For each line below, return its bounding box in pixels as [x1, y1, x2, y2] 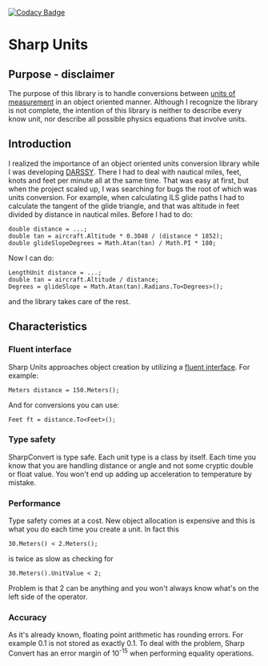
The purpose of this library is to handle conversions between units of [8, 89, 236, 98]
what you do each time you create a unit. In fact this [8, 524, 180, 534]
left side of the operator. [8, 592, 88, 602]
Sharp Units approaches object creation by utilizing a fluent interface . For [8, 362, 250, 371]
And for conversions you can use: [8, 400, 120, 410]
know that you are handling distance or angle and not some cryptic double [8, 460, 254, 470]
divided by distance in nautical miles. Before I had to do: [8, 209, 194, 219]
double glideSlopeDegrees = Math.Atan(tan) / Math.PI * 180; [8, 239, 217, 247]
